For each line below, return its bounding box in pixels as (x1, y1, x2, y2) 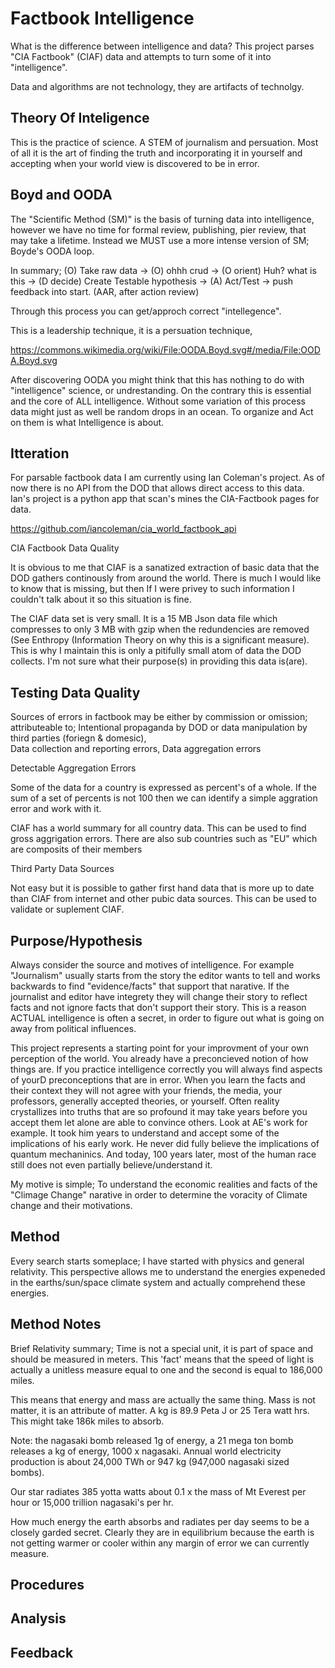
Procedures (10, 1577, 85, 1594)
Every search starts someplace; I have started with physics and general (10, 1255, 305, 1267)
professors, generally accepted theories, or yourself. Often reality (10, 1095, 280, 1107)
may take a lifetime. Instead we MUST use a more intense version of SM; (10, 234, 310, 246)
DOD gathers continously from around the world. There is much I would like (10, 572, 322, 584)
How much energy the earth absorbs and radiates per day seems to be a (10, 1515, 310, 1527)
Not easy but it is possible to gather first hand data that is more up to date (10, 882, 315, 894)
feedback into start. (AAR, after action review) (10, 285, 200, 297)
